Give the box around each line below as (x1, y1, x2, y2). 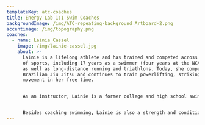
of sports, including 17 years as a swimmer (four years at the (22, 60, 190, 66)
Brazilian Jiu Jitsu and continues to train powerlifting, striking (22, 71, 201, 77)
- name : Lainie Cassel (12, 37, 70, 43)
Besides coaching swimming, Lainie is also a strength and (22, 110, 176, 116)
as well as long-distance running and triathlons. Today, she (22, 65, 184, 72)
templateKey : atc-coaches (6, 9, 72, 15)
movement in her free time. (22, 77, 95, 83)
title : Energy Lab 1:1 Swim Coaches (6, 15, 99, 21)
